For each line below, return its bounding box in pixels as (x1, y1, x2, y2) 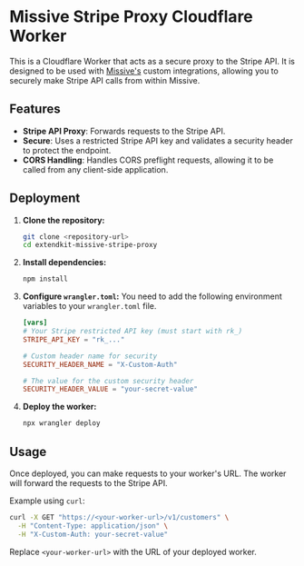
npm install (22, 274, 68, 283)
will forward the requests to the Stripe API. (9, 478, 168, 488)
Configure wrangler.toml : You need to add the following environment (22, 291, 283, 302)
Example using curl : (9, 495, 85, 506)
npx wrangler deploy (22, 419, 101, 428)
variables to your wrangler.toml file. (22, 301, 157, 312)
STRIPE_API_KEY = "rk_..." (22, 334, 125, 344)
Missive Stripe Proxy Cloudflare (9, 6, 254, 27)
